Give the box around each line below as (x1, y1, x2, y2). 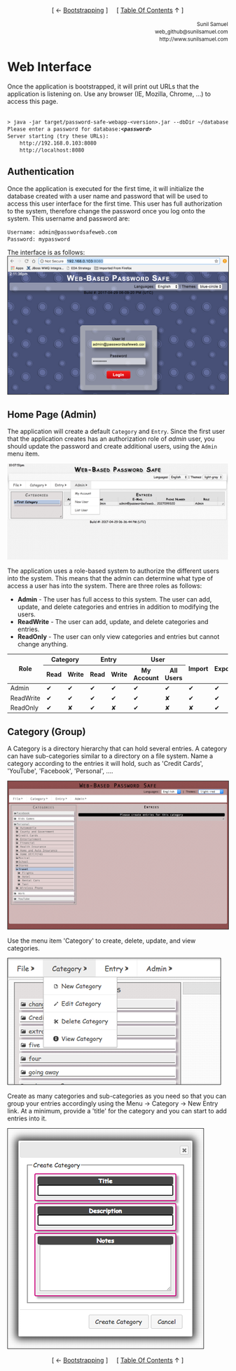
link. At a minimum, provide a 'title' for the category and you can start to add (7, 1107, 228, 1115)
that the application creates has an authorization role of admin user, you (7, 435, 215, 443)
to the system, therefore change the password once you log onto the (7, 206, 206, 215)
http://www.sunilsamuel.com (159, 36, 228, 43)
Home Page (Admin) (7, 409, 97, 420)
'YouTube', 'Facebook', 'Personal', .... (7, 767, 113, 775)
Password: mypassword (7, 235, 71, 243)
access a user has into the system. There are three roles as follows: (7, 581, 202, 590)
